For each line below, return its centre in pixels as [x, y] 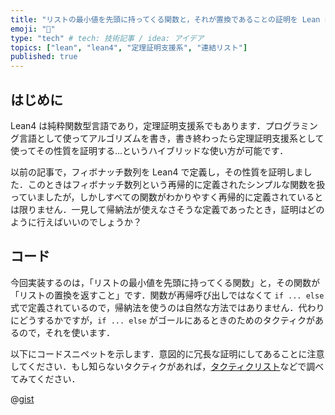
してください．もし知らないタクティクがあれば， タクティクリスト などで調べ [167, 366]
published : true [44, 57]
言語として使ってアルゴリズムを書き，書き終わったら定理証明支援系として [171, 138]
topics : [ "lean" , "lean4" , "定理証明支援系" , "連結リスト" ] [129, 47]
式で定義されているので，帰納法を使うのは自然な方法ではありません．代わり [167, 307]
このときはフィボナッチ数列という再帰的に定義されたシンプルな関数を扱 [176, 184]
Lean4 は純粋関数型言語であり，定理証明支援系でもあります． [138, 125]
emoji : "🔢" [33, 29]
